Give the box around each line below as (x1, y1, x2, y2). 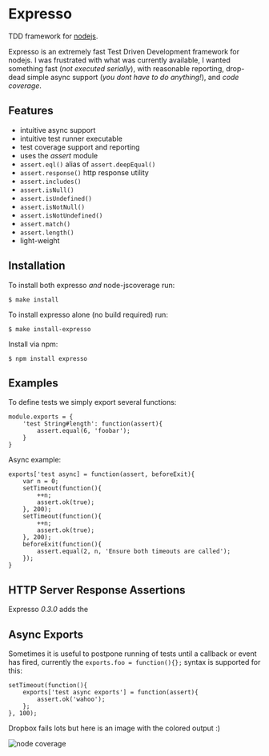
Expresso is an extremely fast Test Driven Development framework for (8, 46, 240, 56)
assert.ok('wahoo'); (37, 695, 106, 703)
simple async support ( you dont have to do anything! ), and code (26, 72, 239, 82)
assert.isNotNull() (19, 203, 86, 211)
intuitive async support (19, 125, 96, 134)
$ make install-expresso (8, 325, 91, 333)
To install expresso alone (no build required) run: (8, 310, 168, 319)
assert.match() (19, 220, 71, 228)
